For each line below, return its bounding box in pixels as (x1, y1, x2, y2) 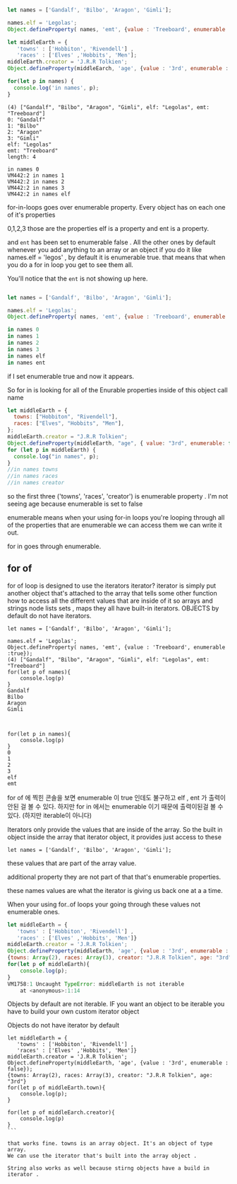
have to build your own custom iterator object (7, 1007, 140, 1016)
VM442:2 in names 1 (7, 171, 65, 179)
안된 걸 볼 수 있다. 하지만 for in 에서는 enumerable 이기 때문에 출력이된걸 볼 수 (7, 802, 224, 811)
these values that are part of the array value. (7, 858, 137, 867)
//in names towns (7, 466, 59, 473)
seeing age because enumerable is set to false (7, 500, 143, 508)
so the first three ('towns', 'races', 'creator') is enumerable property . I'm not (7, 492, 229, 500)
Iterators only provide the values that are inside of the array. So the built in (7, 825, 224, 833)
